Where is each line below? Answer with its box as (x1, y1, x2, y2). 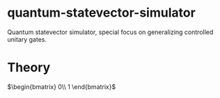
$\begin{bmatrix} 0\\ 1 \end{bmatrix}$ (7, 82, 116, 91)
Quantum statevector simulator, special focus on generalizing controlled (7, 28, 214, 36)
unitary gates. (7, 35, 47, 43)
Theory (7, 60, 51, 76)
